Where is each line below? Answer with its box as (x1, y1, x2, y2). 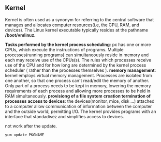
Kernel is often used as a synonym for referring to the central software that (5, 16, 154, 22)
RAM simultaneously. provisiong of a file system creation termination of (5, 93, 151, 99)
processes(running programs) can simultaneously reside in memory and (5, 52, 149, 58)
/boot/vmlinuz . (5, 32, 36, 38)
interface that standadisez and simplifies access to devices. (5, 113, 124, 119)
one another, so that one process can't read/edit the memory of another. (5, 78, 149, 83)
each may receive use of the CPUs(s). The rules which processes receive (5, 57, 151, 63)
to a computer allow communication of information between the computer (5, 103, 152, 109)
